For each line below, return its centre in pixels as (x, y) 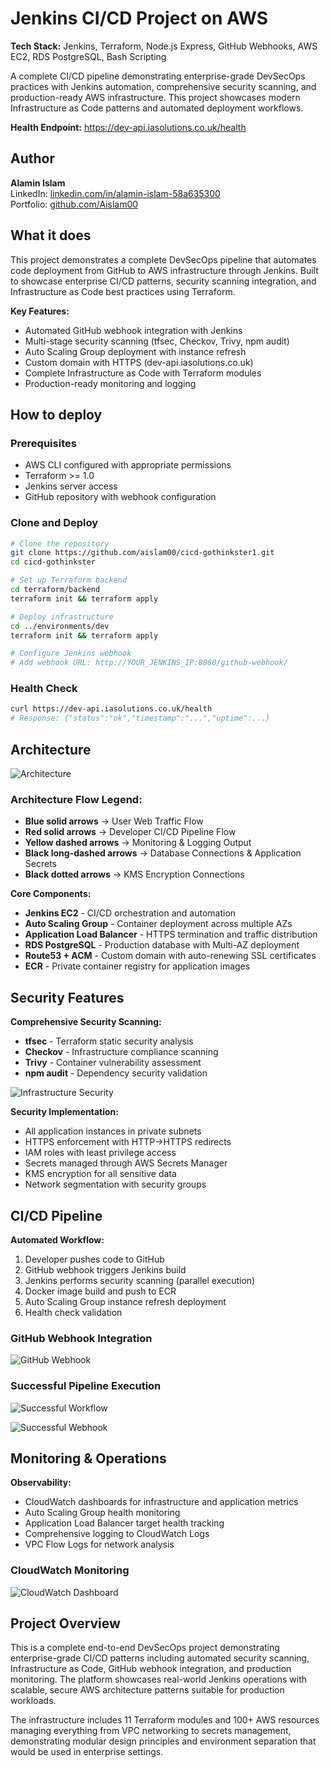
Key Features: (40, 311)
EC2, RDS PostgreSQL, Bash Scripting (88, 56)
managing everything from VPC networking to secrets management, (151, 1731)
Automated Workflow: (57, 1239)
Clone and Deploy (54, 523)
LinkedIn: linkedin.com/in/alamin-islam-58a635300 (115, 193)
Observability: (41, 1483)
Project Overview (65, 1623)
